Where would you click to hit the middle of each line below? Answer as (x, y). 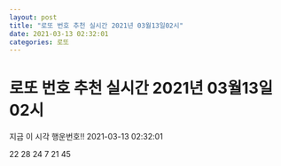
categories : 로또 (39, 42)
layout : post (33, 17)
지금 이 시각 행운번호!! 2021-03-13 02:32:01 (86, 137)
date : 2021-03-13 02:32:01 (59, 34)
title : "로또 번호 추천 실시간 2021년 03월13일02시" (97, 26)
